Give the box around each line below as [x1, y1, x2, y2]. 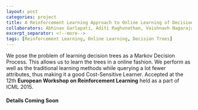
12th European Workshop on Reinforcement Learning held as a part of [6, 77, 180, 84]
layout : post [6, 8, 38, 15]
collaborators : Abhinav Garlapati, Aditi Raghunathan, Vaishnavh [6, 25, 170, 31]
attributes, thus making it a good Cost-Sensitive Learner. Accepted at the [6, 71, 184, 78]
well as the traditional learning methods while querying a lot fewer [6, 65, 166, 71]
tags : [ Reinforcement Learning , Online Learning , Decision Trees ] [6, 36, 173, 42]
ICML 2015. [6, 84, 34, 90]
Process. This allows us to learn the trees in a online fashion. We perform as [6, 58, 190, 65]
